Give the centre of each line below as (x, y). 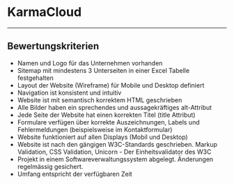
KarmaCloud (45, 12)
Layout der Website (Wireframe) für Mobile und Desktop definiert (111, 85)
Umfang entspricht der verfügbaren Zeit (75, 174)
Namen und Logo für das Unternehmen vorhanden (90, 63)
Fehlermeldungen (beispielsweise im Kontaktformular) (95, 129)
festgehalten (35, 78)
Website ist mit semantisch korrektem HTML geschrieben (100, 100)
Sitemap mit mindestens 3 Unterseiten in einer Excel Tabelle (103, 70)
